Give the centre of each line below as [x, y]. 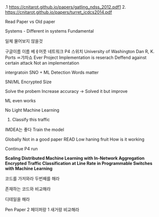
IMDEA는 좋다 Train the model [35, 129]
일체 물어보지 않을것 [24, 41]
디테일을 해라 [18, 199]
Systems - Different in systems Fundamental [49, 31]
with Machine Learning [29, 168]
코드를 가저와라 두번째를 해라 [32, 179]
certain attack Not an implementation [42, 63]
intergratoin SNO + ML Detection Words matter [52, 72]
